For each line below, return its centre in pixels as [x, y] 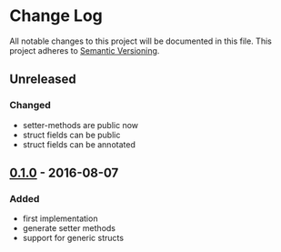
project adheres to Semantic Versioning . [85, 50]
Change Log [56, 16]
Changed [30, 106]
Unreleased [43, 80]
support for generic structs [73, 238]
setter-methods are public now [80, 125]
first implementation [60, 218]
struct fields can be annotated [79, 144]
